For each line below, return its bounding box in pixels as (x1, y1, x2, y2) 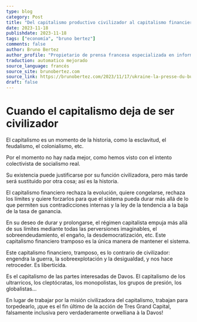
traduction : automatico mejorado (6, 57, 88, 63)
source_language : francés (6, 63, 69, 69)
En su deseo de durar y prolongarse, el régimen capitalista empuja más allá (6, 219, 188, 226)
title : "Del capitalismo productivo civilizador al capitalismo (6, 19, 167, 25)
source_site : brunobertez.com (6, 68, 80, 74)
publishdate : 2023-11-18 (6, 30, 67, 36)
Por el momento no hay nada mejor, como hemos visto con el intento (6, 153, 172, 161)
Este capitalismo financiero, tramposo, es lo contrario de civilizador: (6, 249, 170, 256)
